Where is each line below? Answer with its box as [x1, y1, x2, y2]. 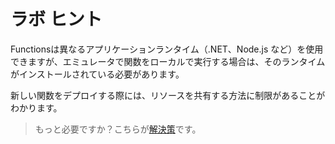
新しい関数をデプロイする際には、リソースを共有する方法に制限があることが [10, 89, 326, 101]
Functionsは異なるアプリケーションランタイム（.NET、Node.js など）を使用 [10, 43, 324, 55]
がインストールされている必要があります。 [10, 68, 185, 80]
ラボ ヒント [10, 8, 103, 31]
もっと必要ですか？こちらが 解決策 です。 [34, 123, 202, 135]
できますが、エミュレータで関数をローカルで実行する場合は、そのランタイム [10, 55, 326, 67]
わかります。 [10, 101, 63, 114]
